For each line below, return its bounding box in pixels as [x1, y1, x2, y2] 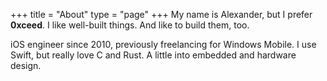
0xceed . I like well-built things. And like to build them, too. [10, 19, 250, 31]
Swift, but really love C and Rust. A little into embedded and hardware [10, 49, 297, 61]
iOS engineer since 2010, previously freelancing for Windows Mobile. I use [10, 39, 317, 50]
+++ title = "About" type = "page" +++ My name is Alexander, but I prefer [10, 9, 313, 20]
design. [10, 60, 42, 71]
